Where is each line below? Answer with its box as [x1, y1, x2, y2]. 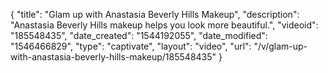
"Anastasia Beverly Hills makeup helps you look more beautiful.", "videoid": [10, 19, 319, 31]
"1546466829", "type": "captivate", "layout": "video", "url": [10, 40, 252, 52]
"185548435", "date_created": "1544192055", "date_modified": [10, 30, 268, 41]
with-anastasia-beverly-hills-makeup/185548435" [10, 51, 217, 63]
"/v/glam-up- [253, 40, 308, 52]
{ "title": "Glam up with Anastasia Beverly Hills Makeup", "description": [10, 9, 300, 20]
